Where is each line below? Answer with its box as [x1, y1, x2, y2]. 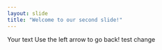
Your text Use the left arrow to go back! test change [7, 35, 156, 43]
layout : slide [7, 10, 49, 17]
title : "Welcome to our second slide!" [7, 16, 123, 23]
